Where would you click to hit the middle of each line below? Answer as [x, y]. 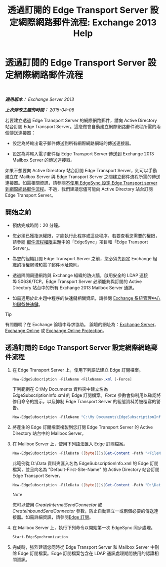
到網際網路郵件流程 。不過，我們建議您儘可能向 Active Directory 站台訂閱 [79, 189]
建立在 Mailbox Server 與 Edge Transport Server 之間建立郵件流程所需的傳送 [83, 177]
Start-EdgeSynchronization [40, 537]
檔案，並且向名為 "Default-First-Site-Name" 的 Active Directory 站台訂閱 [86, 470]
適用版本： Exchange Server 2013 [40, 99]
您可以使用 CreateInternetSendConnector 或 [57, 505]
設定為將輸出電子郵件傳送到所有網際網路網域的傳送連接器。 [73, 143]
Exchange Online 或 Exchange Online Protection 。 [56, 331]
